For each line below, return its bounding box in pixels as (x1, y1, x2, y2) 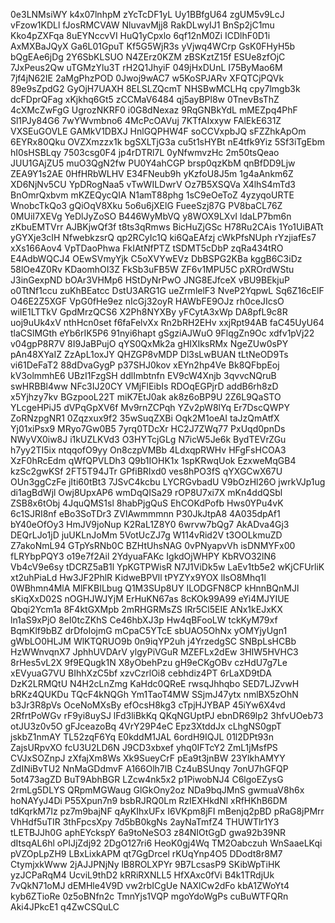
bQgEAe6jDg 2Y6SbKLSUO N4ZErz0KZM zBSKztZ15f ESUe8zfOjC (10, 51, 286, 63)
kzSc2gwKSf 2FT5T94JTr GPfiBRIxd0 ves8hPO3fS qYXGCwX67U (10, 465, 283, 477)
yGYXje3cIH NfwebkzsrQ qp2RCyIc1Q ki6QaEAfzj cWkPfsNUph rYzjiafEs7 (10, 232, 317, 243)
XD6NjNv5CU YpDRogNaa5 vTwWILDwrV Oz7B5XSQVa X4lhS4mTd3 (10, 179, 296, 190)
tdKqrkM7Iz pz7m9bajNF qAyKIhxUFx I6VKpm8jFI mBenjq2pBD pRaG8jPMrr (10, 805, 325, 817)
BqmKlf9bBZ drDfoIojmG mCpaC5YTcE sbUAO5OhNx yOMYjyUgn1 (10, 625, 288, 636)
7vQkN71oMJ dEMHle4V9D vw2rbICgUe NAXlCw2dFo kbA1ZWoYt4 (10, 880, 290, 891)
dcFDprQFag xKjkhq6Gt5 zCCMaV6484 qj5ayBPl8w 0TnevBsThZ (10, 94, 280, 105)
